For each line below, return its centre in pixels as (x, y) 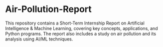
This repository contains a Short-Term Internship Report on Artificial (75, 23)
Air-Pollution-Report (49, 9)
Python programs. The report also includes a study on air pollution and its (81, 33)
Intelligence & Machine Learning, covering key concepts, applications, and (81, 28)
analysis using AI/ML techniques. (39, 39)
